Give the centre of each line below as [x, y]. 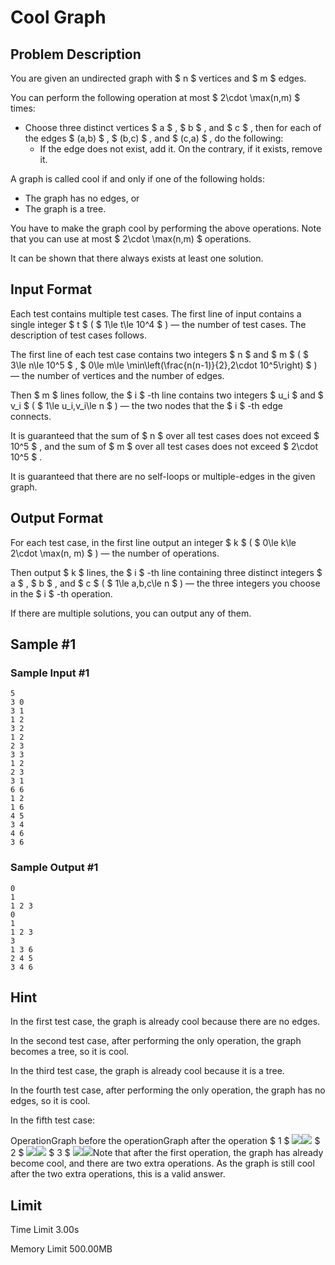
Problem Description [76, 54]
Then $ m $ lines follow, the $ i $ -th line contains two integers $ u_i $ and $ [167, 395]
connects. [31, 416]
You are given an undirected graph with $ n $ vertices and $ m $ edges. [158, 78]
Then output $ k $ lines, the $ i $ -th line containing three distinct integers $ [166, 572]
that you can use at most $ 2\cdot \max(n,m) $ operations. [131, 239]
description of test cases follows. [78, 335]
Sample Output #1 [54, 868]
